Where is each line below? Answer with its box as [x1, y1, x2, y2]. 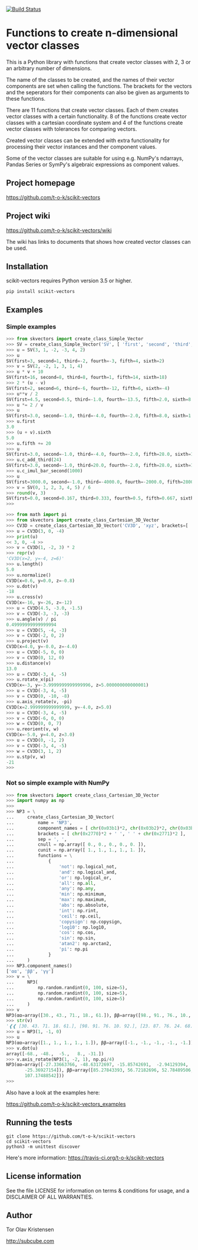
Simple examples [6, 323, 57, 331]
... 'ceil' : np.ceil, [6, 913, 101, 919]
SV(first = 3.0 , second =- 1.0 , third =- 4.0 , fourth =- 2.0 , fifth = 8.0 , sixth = [6, 413, 189, 419]
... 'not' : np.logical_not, [6, 864, 117, 869]
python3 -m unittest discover [6, 1143, 81, 1149]
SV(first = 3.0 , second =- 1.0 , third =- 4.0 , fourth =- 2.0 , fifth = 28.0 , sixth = [6, 452, 192, 458]
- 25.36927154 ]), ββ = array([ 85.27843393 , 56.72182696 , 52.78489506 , [24, 1067, 194, 1074]
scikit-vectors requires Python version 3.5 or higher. [6, 277, 133, 284]
